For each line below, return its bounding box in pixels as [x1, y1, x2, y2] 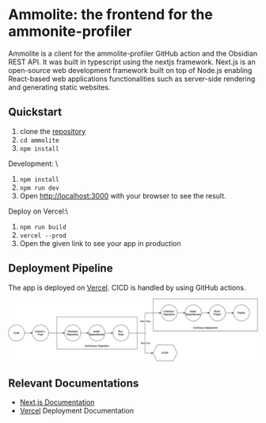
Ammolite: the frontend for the [8, 6, 214, 24]
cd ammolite [19, 137, 59, 144]
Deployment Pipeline [8, 262, 113, 275]
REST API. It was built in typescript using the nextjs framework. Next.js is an [8, 57, 256, 67]
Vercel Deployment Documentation [19, 406, 135, 416]
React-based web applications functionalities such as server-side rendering [8, 74, 256, 83]
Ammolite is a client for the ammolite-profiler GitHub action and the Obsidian [8, 48, 258, 58]
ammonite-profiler [8, 22, 132, 40]
